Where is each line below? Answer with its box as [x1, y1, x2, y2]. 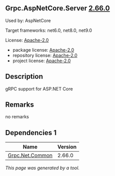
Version [57, 144, 77, 151]
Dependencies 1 [5, 128, 57, 137]
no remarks [5, 114, 29, 120]
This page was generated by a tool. [5, 165, 80, 171]
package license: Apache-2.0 [12, 47, 74, 53]
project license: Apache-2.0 [12, 58, 71, 64]
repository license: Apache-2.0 [12, 52, 78, 58]
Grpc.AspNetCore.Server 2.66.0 [5, 4, 110, 13]
